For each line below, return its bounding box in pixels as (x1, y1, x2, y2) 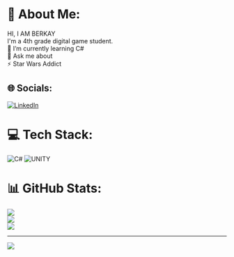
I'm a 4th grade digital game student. (7, 36, 114, 45)
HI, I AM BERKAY (7, 29, 56, 38)
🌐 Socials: (7, 82, 53, 94)
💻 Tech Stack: (7, 126, 93, 142)
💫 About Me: (7, 6, 81, 22)
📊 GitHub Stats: (7, 180, 102, 196)
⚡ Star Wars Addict (7, 59, 62, 68)
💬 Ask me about (7, 52, 53, 60)
